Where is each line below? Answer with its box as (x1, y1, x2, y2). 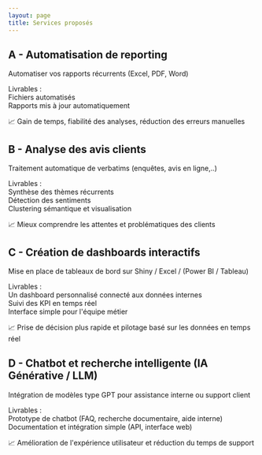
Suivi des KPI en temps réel (8, 298, 97, 308)
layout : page (8, 11, 51, 20)
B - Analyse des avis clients (8, 143, 147, 156)
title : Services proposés (8, 19, 93, 27)
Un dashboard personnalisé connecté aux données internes (8, 289, 202, 300)
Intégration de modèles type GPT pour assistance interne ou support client (8, 390, 251, 399)
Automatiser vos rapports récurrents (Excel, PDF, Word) (8, 69, 189, 79)
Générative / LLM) (8, 369, 98, 382)
